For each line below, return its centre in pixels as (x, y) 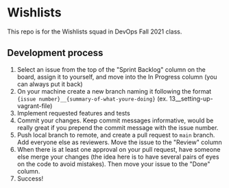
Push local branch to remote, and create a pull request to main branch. (116, 135)
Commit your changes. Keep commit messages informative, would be (115, 120)
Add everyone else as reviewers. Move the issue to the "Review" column (119, 142)
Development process (55, 53)
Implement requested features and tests (73, 113)
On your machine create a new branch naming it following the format (114, 91)
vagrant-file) (35, 106)
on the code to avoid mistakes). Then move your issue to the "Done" (113, 164)
